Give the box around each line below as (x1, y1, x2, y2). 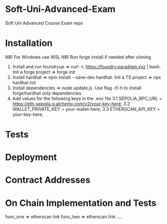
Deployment (5, 152, 57, 163)
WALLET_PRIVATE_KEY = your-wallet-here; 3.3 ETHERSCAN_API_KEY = (12, 106, 161, 112)
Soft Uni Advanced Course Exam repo (5, 20, 83, 26)
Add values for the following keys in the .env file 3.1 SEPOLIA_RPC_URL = (12, 95, 163, 101)
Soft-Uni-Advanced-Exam (5, 3, 116, 15)
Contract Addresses (5, 175, 91, 186)
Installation (5, 37, 53, 49)
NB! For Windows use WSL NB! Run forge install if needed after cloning (5, 54, 151, 60)
